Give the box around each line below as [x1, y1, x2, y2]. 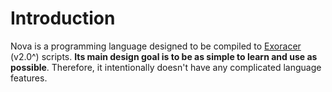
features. [10, 72, 48, 84]
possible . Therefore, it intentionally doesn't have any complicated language [10, 61, 322, 73]
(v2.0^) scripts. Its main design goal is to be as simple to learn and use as [10, 50, 318, 62]
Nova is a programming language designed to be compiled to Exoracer [10, 40, 302, 52]
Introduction [10, 7, 116, 30]
